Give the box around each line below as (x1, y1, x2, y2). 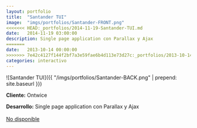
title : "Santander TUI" (6, 14, 67, 20)
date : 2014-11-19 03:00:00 (6, 31, 77, 36)
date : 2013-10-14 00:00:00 (6, 47, 77, 53)
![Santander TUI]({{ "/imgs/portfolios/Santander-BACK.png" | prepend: (6, 74, 177, 81)
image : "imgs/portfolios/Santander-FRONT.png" (6, 19, 125, 25)
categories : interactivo (6, 58, 67, 63)
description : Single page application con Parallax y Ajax (6, 36, 154, 42)
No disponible (6, 115, 40, 122)
